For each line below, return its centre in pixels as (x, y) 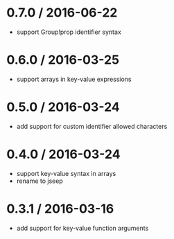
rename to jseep (40, 181)
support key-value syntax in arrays (66, 173)
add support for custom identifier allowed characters (92, 126)
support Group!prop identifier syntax (69, 32)
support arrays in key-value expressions (74, 79)
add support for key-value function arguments (82, 228)
